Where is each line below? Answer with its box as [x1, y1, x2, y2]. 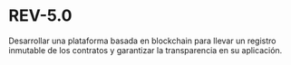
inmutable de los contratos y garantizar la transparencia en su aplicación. [8, 44, 283, 55]
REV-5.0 [8, 5, 73, 26]
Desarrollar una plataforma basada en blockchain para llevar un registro [8, 35, 276, 46]
